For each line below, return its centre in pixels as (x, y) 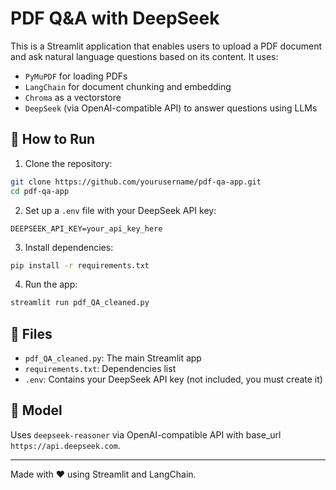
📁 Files (31, 333)
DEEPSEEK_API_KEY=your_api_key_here (86, 228)
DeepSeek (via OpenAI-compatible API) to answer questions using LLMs (171, 108)
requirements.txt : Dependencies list (100, 369)
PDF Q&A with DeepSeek (115, 18)
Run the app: (51, 284)
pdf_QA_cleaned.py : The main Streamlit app (113, 358)
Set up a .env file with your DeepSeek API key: (120, 210)
